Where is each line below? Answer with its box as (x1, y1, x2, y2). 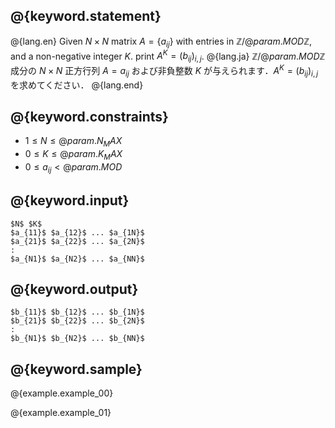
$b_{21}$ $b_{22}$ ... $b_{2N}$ (10, 316, 145, 326)
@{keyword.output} (10, 280, 139, 298)
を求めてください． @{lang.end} (10, 79, 144, 91)
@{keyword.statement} (10, 8, 162, 25)
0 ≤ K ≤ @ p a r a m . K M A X (24, 148, 123, 162)
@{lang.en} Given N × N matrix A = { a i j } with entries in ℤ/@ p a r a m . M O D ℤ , (10, 35, 313, 49)
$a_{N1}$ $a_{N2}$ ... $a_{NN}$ (10, 254, 145, 264)
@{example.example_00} (10, 387, 114, 399)
